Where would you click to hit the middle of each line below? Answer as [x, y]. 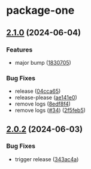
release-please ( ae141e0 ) [46, 98]
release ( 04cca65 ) [38, 91]
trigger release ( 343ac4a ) [47, 159]
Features [19, 50]
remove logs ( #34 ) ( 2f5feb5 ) [50, 110]
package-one [40, 10]
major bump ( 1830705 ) [43, 62]
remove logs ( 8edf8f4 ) [43, 104]
